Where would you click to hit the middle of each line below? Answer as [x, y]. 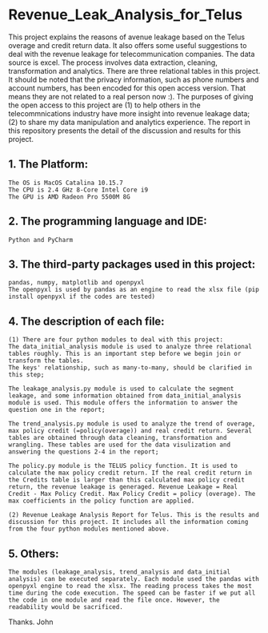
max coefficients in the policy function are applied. [102, 501]
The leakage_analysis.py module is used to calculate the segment [121, 389]
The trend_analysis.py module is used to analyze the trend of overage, [132, 424]
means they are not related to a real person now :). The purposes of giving [131, 96]
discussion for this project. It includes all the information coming [128, 522]
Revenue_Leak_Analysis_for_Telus [125, 15]
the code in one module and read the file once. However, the [114, 600]
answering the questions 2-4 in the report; [84, 452]
